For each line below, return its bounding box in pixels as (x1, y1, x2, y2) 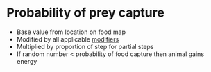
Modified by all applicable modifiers (16, 35, 119, 43)
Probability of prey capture (6, 5, 164, 21)
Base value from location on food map (16, 28, 126, 36)
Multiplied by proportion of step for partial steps (16, 42, 154, 51)
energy (16, 57, 37, 65)
